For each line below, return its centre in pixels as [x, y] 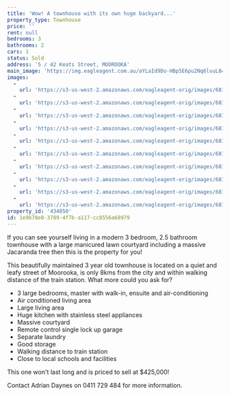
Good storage [36, 344]
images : [18, 77]
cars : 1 [18, 52]
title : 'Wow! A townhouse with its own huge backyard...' [91, 13]
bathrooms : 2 [26, 45]
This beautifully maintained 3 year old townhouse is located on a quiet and [112, 265]
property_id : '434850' [39, 211]
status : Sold [26, 58]
